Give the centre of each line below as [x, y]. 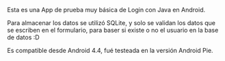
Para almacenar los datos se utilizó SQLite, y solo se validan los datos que [111, 23]
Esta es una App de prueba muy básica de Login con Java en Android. [106, 10]
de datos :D [23, 37]
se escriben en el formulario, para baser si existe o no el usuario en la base [113, 30]
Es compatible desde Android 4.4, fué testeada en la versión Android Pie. [110, 50]
